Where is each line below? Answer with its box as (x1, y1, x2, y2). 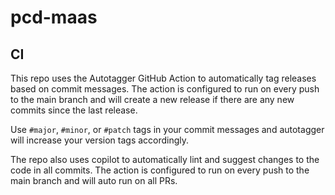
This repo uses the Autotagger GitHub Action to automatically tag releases (10, 72, 317, 84)
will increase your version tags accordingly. (10, 134, 190, 146)
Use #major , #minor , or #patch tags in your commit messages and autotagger (10, 124, 325, 135)
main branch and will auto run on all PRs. (10, 175, 178, 186)
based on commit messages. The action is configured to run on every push (10, 83, 320, 95)
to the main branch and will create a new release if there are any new (10, 94, 295, 105)
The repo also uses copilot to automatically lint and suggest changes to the (10, 154, 320, 165)
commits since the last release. (10, 104, 138, 116)
